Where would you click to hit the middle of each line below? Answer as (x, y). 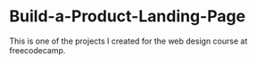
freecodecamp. (37, 50)
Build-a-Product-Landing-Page (128, 16)
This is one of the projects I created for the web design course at (128, 41)
